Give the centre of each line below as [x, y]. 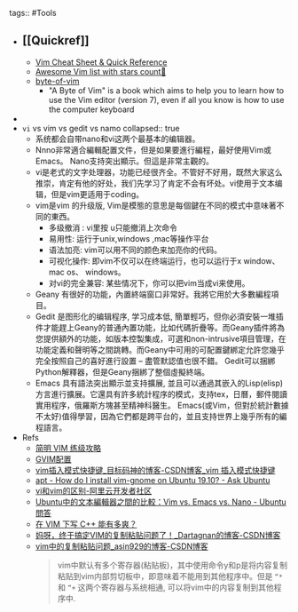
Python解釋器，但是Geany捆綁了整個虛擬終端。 [122, 371]
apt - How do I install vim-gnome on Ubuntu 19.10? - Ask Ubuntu [153, 480]
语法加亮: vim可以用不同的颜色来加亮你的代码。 [135, 250]
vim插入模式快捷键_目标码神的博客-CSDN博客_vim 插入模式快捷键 [155, 470]
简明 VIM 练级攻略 [68, 448]
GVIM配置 [53, 459]
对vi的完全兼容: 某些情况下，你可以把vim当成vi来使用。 [149, 282]
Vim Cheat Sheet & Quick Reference [101, 62]
